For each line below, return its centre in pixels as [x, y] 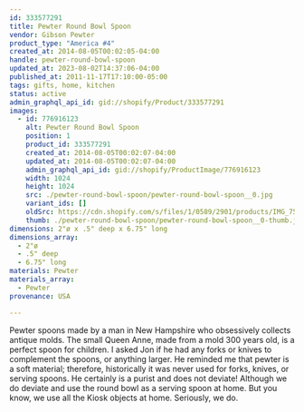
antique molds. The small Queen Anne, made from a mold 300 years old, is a [152, 339]
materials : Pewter [44, 271]
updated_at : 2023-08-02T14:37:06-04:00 [85, 69]
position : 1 [48, 136]
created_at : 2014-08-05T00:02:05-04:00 [85, 52]
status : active [38, 93]
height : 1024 [50, 187]
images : [24, 111]
